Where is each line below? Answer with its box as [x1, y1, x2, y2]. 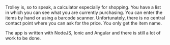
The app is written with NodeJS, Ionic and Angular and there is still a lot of [5, 30, 161, 35]
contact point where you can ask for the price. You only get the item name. [5, 20, 162, 26]
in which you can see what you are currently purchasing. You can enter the [5, 9, 163, 15]
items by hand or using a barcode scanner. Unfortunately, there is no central [5, 15, 165, 20]
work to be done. [5, 35, 41, 41]
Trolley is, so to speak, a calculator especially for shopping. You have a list [5, 4, 161, 10]
